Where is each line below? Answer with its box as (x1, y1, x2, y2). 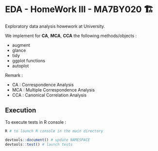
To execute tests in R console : (5, 119, 67, 125)
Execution (5, 106, 36, 114)
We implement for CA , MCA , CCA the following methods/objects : (5, 33, 137, 38)
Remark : (5, 72, 23, 78)
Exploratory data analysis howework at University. (5, 23, 105, 29)
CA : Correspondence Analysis (12, 81, 74, 88)
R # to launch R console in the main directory (5, 129, 104, 133)
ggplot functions (12, 57, 45, 63)
